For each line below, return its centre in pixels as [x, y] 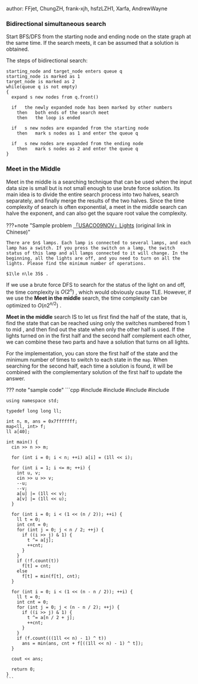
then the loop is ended [49, 118]
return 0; [23, 669]
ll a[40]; [18, 431]
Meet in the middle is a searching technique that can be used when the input [99, 182]
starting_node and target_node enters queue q [64, 71]
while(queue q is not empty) [42, 87]
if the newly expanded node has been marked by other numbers [92, 108]
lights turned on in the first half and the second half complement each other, [99, 335]
